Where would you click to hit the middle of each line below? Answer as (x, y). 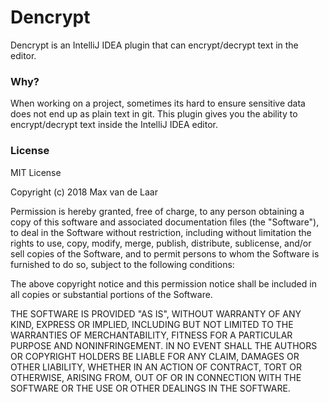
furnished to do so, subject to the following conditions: (122, 264)
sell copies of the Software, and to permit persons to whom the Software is (165, 253)
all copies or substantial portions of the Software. (111, 294)
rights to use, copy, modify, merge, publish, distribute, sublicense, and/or (161, 243)
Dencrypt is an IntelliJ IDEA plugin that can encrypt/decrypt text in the (154, 45)
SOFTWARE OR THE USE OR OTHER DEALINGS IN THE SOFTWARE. (150, 388)
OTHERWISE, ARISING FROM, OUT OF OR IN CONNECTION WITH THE (156, 377)
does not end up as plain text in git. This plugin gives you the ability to (154, 114)
